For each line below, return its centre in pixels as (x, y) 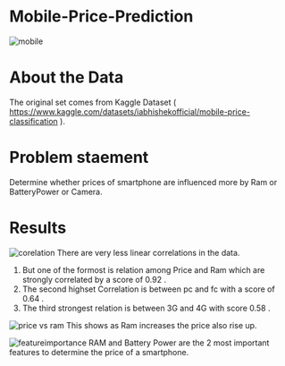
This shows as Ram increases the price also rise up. (162, 325)
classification (34, 121)
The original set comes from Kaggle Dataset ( (93, 102)
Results (38, 228)
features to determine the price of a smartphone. (99, 352)
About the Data (67, 77)
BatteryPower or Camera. (56, 192)
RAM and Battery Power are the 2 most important (179, 343)
